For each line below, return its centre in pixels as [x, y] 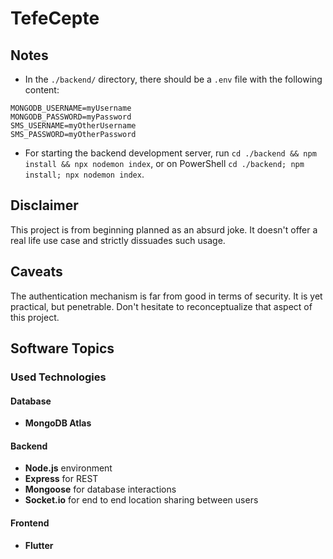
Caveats [36, 272]
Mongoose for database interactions [100, 489]
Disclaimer [44, 205]
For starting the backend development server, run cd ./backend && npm [170, 153]
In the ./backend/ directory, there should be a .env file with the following [173, 79]
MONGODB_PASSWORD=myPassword [71, 117]
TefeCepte [55, 18]
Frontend [30, 523]
